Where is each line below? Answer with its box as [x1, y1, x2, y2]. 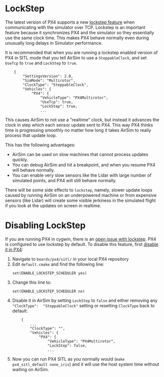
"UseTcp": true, [40, 99, 73, 105]
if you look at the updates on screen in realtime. [5, 202, 101, 209]
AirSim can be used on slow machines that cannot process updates [12, 151, 148, 157]
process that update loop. [5, 132, 57, 138]
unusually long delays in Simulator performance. [5, 40, 103, 46]
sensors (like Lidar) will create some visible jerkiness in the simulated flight [5, 197, 156, 203]
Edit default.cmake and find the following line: [12, 261, 104, 267]
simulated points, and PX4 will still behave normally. [12, 177, 117, 183]
